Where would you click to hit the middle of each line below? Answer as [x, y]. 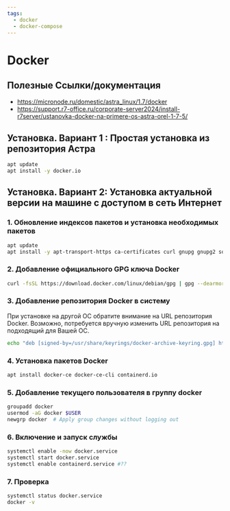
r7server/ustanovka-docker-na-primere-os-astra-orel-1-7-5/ [102, 117]
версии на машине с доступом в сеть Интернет [115, 203]
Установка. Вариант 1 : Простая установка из [108, 138]
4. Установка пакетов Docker [57, 361]
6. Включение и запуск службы [62, 437]
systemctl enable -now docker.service [62, 451]
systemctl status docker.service [55, 496]
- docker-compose [38, 26]
